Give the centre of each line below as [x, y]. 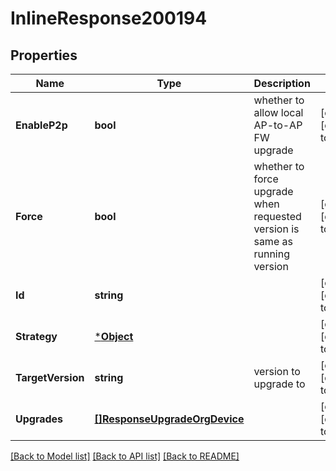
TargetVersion [50, 377]
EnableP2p [41, 125]
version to [277, 371]
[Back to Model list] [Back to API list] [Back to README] [125, 456]
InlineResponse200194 [109, 18]
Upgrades [39, 419]
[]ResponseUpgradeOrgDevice [169, 419]
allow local [278, 112]
